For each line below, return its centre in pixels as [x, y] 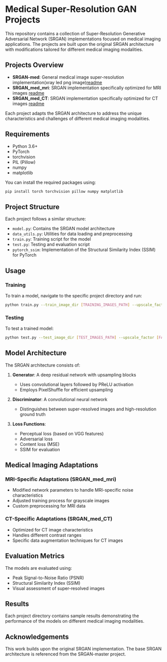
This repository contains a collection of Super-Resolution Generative [75, 33]
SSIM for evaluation [40, 449]
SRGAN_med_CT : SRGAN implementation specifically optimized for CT [85, 98]
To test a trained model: [29, 329]
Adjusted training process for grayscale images [61, 501]
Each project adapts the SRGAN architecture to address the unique [74, 113]
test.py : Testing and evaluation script [51, 245]
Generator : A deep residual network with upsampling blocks [74, 375]
